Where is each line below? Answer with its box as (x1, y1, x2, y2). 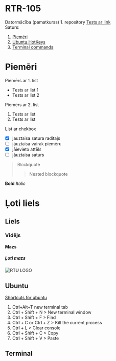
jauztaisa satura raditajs (12, 135, 60, 141)
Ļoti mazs (5, 255, 26, 261)
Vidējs (5, 232, 21, 239)
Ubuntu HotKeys (12, 39, 46, 45)
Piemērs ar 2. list (5, 101, 39, 108)
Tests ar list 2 (12, 92, 40, 98)
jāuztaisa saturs (12, 152, 44, 158)
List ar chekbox (5, 126, 36, 132)
